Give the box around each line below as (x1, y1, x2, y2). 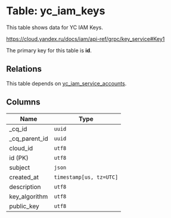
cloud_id (9, 144, 33, 152)
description (9, 182, 41, 191)
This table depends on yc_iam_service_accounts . (6, 80, 127, 87)
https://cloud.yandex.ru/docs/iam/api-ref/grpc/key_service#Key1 (6, 35, 165, 42)
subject (9, 163, 30, 172)
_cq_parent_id (9, 134, 49, 143)
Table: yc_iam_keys (6, 4, 105, 18)
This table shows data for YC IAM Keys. (6, 24, 103, 31)
